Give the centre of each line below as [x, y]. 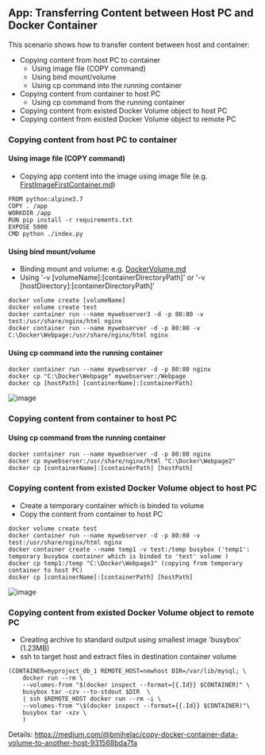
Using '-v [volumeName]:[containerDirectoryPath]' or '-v [112, 278]
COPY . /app [28, 206]
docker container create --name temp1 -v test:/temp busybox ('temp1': [129, 549]
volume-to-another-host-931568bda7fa [73, 743]
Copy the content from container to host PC [91, 514]
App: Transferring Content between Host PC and [131, 13]
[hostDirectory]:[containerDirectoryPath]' [87, 286]
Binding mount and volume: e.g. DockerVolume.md [103, 269]
